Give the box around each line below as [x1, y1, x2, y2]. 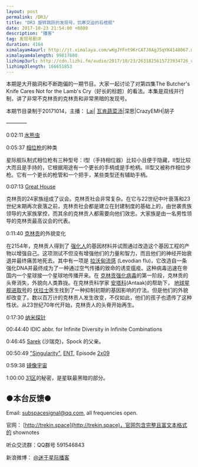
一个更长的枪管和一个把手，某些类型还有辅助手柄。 [26, 172, 151, 179]
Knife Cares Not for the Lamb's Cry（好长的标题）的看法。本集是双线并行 [6, 88, 184, 95]
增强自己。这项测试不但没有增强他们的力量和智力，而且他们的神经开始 [16, 250, 187, 257]
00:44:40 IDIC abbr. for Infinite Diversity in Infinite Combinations [6, 325, 163, 333]
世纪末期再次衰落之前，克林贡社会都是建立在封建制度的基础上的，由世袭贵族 [6, 203, 192, 210]
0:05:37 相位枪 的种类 [6, 144, 58, 151]
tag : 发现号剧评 [6, 36, 42, 42]
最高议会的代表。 [31, 218, 74, 225]
